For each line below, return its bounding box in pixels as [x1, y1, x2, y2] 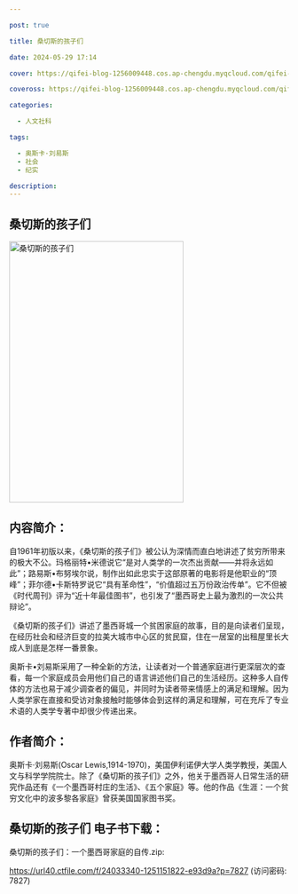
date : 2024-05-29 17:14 [9, 52, 98, 62]
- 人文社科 [17, 117, 52, 126]
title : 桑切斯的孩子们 [9, 36, 84, 45]
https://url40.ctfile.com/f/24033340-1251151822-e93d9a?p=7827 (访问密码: [9, 865, 287, 875]
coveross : [9, 85, 46, 94]
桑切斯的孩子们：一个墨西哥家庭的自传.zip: [9, 846, 165, 857]
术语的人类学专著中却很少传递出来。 [9, 705, 142, 716]
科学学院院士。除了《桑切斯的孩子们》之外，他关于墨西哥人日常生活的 [24, 770, 281, 781]
